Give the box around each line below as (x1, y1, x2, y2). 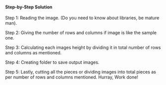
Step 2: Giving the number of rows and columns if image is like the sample (5, 30, 157, 36)
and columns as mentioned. (5, 50, 62, 56)
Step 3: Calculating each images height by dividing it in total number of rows (5, 44, 161, 50)
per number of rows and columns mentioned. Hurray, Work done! (5, 74, 139, 80)
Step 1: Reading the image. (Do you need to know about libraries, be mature (5, 15, 160, 21)
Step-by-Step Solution (5, 4, 53, 10)
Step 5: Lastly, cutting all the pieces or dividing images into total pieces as (5, 69, 156, 75)
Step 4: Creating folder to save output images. (5, 59, 100, 65)
